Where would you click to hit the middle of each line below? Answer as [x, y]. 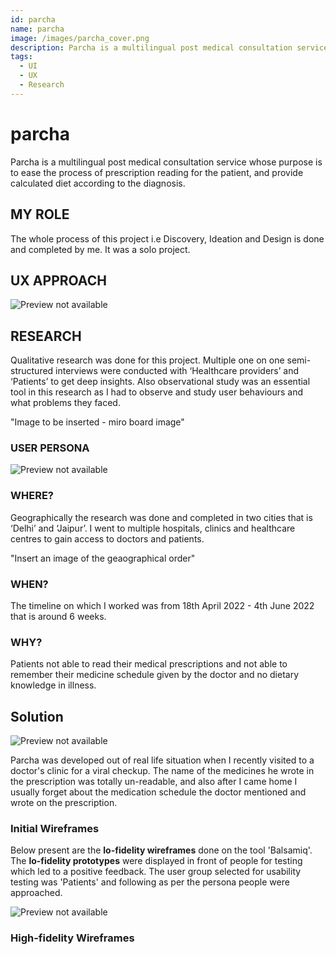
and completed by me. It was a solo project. [100, 249]
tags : [21, 57]
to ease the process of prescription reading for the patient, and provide [157, 172]
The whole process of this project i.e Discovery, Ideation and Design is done [167, 238]
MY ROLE [40, 214]
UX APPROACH [58, 280]
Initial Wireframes [55, 829]
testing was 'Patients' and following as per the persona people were [150, 882]
